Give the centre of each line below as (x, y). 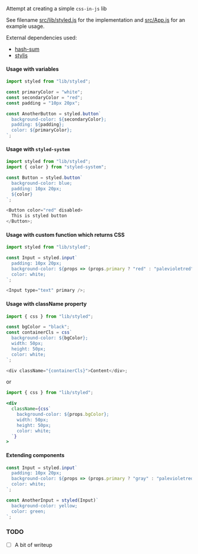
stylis (21, 55)
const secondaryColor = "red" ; (44, 97)
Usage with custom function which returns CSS (65, 234)
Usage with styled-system (38, 149)
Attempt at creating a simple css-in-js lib (57, 9)
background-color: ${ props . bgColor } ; (63, 415)
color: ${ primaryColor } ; (42, 130)
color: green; (29, 511)
